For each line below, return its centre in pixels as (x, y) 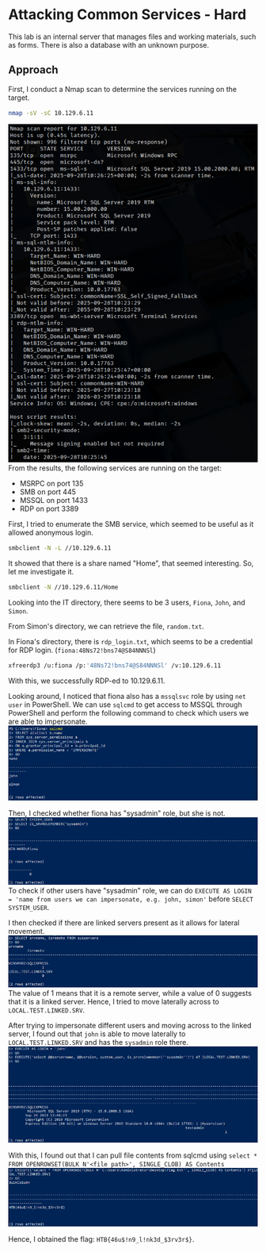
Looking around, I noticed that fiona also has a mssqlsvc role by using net (127, 696)
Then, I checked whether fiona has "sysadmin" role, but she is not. (117, 813)
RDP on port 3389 (49, 509)
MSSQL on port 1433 (54, 501)
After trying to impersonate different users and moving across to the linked (130, 1025)
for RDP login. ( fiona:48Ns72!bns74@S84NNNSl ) (82, 650)
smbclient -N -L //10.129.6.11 (60, 548)
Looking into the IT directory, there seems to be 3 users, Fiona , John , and (127, 602)
